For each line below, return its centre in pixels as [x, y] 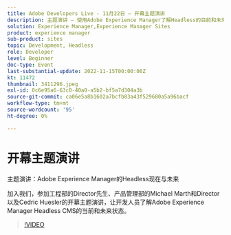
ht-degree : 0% [27, 116]
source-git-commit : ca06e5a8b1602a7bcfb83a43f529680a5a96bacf [98, 97]
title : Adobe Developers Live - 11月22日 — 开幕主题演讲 [86, 13]
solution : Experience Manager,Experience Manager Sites [89, 26]
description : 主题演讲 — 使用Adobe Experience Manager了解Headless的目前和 [112, 20]
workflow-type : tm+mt [38, 103]
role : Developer [30, 52]
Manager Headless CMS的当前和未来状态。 [69, 210]
